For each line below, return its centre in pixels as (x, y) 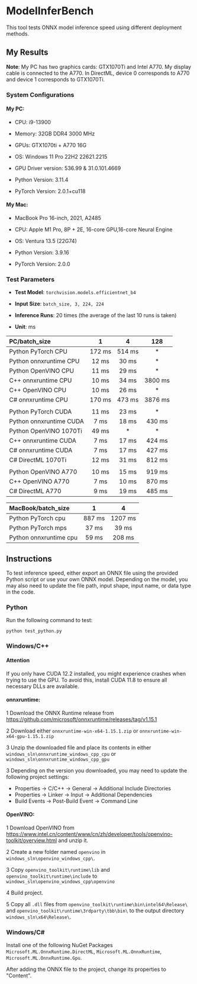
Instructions (29, 559)
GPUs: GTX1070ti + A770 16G (51, 145)
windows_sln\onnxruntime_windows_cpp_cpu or (61, 753)
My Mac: (17, 205)
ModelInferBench (50, 11)
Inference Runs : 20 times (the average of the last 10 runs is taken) (96, 316)
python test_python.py (34, 631)
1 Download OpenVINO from (41, 828)
